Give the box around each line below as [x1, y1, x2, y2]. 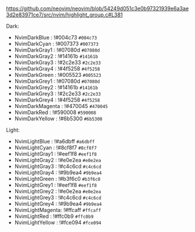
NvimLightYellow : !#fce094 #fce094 [14, 219, 101, 226]
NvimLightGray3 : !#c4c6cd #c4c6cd [14, 163, 101, 170]
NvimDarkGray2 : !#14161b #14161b [14, 53, 98, 59]
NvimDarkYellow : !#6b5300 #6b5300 [14, 115, 102, 122]
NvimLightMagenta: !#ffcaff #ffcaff [14, 207, 101, 213]
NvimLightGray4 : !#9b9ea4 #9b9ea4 [14, 169, 102, 176]
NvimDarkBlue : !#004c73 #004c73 [14, 34, 97, 41]
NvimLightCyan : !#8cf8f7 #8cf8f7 [14, 144, 97, 151]
